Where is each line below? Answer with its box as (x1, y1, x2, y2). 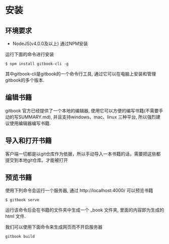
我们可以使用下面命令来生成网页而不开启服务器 (5, 224, 102, 230)
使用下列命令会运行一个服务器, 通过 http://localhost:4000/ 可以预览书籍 (5, 188, 153, 194)
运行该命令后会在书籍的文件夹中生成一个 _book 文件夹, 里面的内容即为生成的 (5, 207, 164, 213)
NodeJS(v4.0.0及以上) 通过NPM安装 (12, 41, 88, 46)
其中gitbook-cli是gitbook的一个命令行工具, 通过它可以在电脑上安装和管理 (5, 71, 156, 77)
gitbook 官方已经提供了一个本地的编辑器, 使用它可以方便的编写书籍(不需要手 (5, 107, 163, 113)
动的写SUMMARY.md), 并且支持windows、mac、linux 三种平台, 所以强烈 (5, 114, 156, 120)
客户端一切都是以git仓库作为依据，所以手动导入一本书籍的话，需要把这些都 (5, 151, 161, 157)
